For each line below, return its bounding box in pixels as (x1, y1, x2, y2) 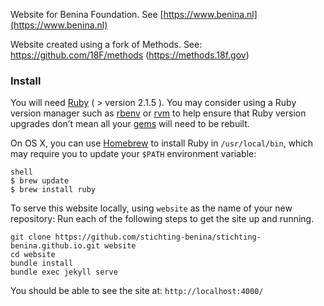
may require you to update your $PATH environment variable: (10, 148, 257, 160)
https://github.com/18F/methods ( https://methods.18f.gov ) (10, 49, 250, 61)
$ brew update (10, 176, 70, 186)
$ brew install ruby (10, 185, 97, 195)
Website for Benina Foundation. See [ (10, 9, 164, 20)
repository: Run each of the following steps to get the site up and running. (10, 213, 315, 225)
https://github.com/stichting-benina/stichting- (54, 232, 262, 243)
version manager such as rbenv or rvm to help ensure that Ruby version (10, 107, 307, 119)
